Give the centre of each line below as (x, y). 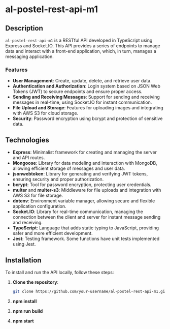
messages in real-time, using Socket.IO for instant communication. (82, 102)
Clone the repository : (36, 282)
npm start (23, 321)
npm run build (28, 311)
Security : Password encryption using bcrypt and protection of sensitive (88, 118)
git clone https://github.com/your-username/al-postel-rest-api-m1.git (90, 291)
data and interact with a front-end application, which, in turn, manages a (81, 51)
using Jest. (24, 244)
